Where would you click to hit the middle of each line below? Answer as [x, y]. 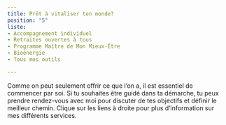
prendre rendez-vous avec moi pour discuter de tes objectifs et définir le [112, 100]
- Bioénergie [26, 53]
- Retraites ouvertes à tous [50, 40]
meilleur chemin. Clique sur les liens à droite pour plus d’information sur [111, 108]
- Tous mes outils [34, 60]
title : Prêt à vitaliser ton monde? [61, 14]
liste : [17, 27]
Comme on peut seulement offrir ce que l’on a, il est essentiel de [100, 86]
